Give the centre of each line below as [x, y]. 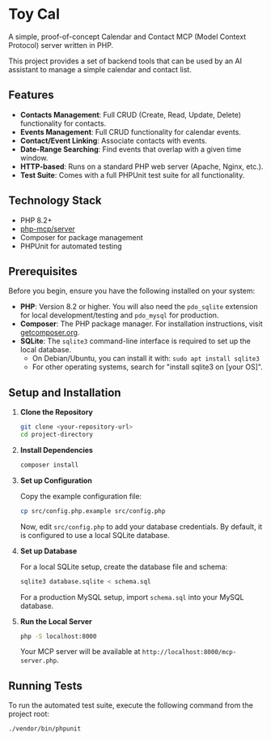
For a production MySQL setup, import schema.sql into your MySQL [132, 597]
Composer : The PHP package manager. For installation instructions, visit [141, 324]
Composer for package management [81, 237]
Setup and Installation [65, 392]
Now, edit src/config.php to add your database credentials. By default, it [141, 526]
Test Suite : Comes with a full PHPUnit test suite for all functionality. [132, 174]
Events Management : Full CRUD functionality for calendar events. [130, 131]
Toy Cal [34, 14]
